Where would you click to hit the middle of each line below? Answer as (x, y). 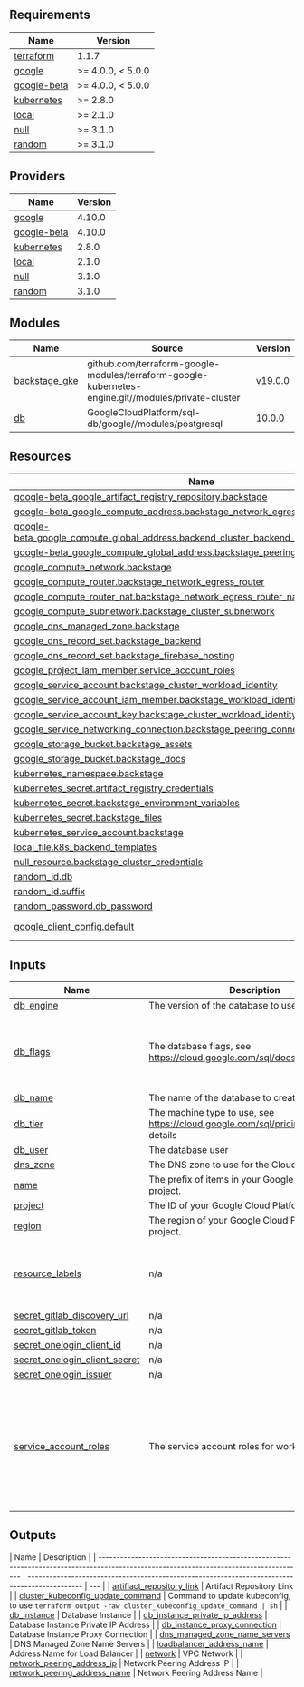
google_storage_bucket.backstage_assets (103, 745)
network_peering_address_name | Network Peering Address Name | (136, 1672)
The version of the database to (214, 1006)
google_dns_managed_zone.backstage (97, 627)
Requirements (50, 15)
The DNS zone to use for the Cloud (223, 1165)
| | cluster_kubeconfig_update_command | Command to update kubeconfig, (150, 1595)
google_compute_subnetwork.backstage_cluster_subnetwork (144, 611)
